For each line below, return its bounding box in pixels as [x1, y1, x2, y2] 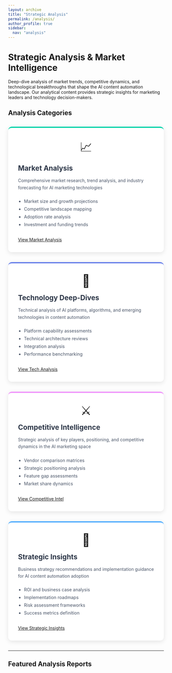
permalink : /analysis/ [8, 16, 55, 21]
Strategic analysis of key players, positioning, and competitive [18, 436, 144, 442]
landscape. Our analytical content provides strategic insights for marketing [8, 89, 160, 95]
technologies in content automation [18, 314, 90, 320]
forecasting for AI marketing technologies [18, 184, 103, 190]
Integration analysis [24, 343, 65, 349]
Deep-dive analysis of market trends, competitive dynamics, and [8, 78, 140, 84]
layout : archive [8, 7, 42, 12]
